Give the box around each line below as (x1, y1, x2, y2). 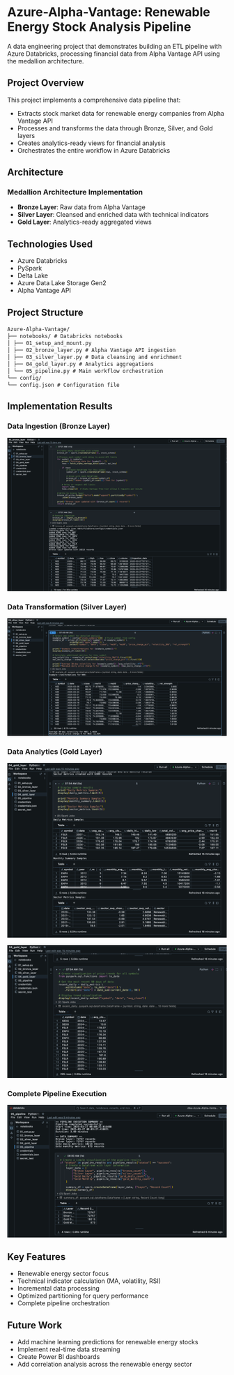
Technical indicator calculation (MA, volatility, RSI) (17, 1277, 162, 1285)
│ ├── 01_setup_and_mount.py (7, 340, 92, 347)
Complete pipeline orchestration (17, 1299, 110, 1307)
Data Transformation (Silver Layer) (7, 602, 127, 612)
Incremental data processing (17, 1284, 100, 1293)
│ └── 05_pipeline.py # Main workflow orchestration (7, 367, 164, 375)
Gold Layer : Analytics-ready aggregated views (17, 218, 152, 227)
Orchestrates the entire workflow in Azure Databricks (17, 146, 171, 154)
